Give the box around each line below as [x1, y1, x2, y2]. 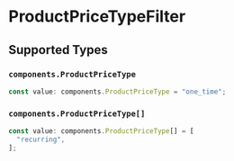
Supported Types [8, 42, 109, 58]
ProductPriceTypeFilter [8, 6, 186, 27]
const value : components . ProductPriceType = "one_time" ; [8, 87, 227, 96]
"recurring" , [16, 135, 66, 144]
